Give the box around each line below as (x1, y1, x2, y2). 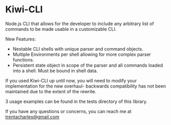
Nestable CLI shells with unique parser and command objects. (12, 46, 143, 52)
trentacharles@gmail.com (5, 114, 60, 120)
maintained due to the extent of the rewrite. (5, 88, 96, 94)
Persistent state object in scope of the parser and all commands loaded (12, 62, 163, 68)
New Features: (5, 36, 36, 42)
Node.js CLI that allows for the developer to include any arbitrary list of (5, 20, 154, 27)
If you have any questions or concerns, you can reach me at (5, 108, 132, 114)
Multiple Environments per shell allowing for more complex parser (12, 51, 152, 57)
